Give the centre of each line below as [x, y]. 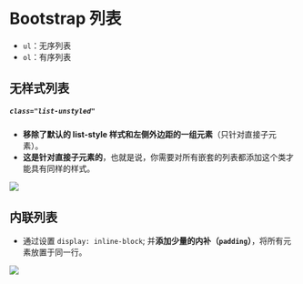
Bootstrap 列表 [66, 19]
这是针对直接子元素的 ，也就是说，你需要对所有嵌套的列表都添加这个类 [154, 157]
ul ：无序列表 [47, 46]
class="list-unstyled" [52, 111]
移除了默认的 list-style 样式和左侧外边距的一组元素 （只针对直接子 [146, 135]
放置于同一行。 [59, 252]
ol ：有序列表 [47, 56]
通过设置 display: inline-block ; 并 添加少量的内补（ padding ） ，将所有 [153, 241]
